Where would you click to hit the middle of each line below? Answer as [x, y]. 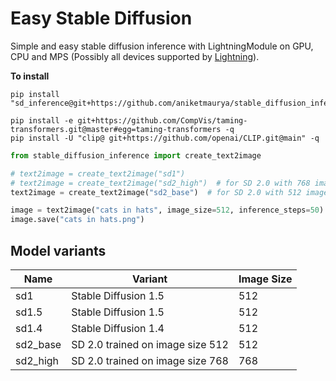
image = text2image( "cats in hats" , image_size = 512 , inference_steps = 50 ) [167, 210]
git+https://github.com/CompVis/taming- [162, 120]
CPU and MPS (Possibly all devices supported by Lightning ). [135, 56]
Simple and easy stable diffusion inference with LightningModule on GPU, [162, 46]
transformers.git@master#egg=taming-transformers [116, 129]
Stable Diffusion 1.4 [118, 328]
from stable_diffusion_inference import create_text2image [136, 155]
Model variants [58, 250]
